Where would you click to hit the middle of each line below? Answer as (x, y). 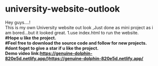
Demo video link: (23, 53)
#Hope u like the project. (31, 38)
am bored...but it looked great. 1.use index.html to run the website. (72, 33)
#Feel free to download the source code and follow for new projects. (76, 43)
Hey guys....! (18, 22)
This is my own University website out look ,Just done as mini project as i (79, 27)
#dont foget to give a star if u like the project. (52, 48)
